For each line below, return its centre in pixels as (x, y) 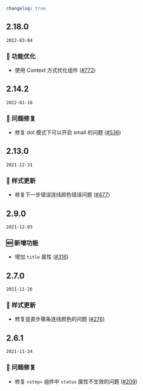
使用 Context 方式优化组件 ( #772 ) (55, 70)
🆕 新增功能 (22, 243)
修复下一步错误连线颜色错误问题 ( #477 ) (62, 195)
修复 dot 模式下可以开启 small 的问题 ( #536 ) (68, 132)
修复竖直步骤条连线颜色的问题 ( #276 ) (59, 319)
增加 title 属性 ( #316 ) (41, 257)
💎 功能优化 (21, 56)
